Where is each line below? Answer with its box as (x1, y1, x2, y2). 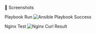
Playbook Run (4, 14, 33, 19)
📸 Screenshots (4, 5, 34, 10)
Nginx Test (4, 23, 26, 29)
